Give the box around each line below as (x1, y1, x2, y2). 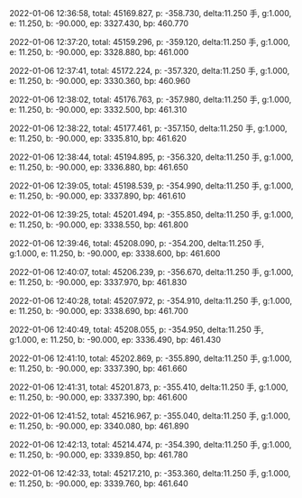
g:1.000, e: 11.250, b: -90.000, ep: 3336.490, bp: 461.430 (9, 335, 222, 345)
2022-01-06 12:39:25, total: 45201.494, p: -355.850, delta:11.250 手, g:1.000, (9, 209, 294, 219)
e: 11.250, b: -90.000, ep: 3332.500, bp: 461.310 (9, 105, 188, 115)
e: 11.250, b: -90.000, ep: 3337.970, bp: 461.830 (9, 277, 188, 287)
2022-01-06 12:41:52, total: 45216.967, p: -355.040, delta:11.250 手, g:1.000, (9, 410, 291, 421)
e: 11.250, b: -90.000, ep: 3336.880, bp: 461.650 (9, 161, 189, 172)
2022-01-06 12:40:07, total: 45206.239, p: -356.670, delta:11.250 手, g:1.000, (9, 267, 294, 277)
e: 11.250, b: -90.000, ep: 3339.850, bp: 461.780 (9, 449, 188, 460)
